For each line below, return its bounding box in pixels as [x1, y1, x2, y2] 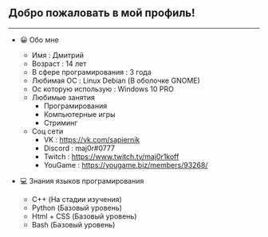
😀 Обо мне [19, 35, 59, 45]
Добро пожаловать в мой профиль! [8, 6, 195, 20]
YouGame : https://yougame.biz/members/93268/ [43, 160, 208, 169]
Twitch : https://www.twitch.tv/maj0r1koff [43, 151, 179, 161]
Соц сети [31, 126, 64, 136]
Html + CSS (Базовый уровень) [31, 211, 137, 221]
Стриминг [43, 118, 78, 127]
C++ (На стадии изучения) [31, 194, 122, 204]
